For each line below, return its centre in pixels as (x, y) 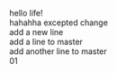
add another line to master (58, 51)
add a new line (36, 32)
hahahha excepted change (58, 23)
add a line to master (46, 41)
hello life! (26, 13)
